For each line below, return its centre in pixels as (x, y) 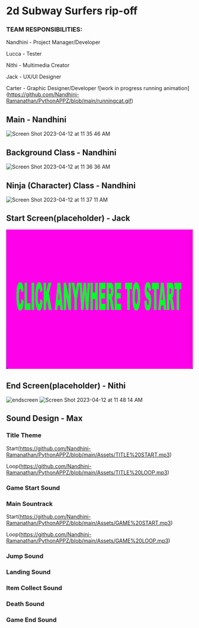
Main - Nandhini (36, 119)
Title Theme (24, 435)
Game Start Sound (33, 487)
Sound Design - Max (44, 418)
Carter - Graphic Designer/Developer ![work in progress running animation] (98, 88)
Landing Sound (28, 572)
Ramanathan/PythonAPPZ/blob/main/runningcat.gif (69, 101)
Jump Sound (25, 556)
